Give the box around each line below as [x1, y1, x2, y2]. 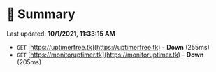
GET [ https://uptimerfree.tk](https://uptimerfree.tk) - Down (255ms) [16, 43, 210, 51]
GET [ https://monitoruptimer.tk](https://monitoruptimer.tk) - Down [16, 50, 204, 59]
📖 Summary [6, 6, 75, 22]
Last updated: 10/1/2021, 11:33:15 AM [6, 29, 116, 38]
